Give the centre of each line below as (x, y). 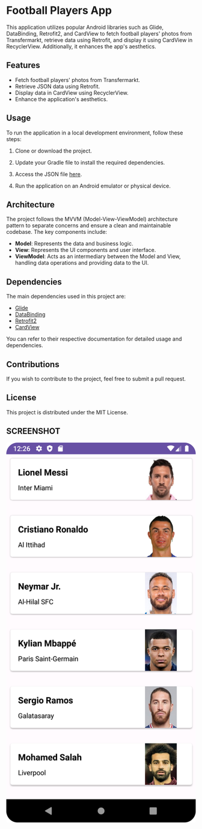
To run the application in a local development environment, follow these (95, 133)
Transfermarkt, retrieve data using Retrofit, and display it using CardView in (99, 40)
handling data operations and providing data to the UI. (82, 263)
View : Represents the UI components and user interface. (85, 250)
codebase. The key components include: (57, 232)
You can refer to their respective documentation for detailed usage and (94, 339)
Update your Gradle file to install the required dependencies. (90, 162)
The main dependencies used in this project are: (66, 297)
